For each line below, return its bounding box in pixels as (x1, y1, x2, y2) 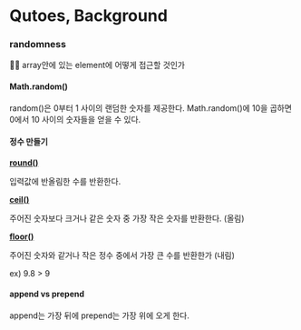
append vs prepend (9, 288, 84, 300)
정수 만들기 (9, 136, 48, 147)
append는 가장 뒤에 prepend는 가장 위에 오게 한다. (9, 310, 190, 321)
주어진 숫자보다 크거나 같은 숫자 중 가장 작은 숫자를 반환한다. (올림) (9, 213, 245, 224)
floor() (9, 231, 34, 242)
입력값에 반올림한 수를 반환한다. (9, 175, 121, 186)
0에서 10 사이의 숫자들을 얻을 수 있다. (9, 114, 141, 125)
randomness (9, 38, 66, 51)
